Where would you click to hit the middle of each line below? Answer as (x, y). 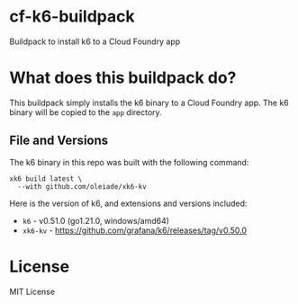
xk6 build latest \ (46, 179)
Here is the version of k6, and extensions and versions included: (128, 203)
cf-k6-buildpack (72, 17)
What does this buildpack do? (123, 78)
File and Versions (59, 141)
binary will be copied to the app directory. (86, 112)
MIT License (32, 291)
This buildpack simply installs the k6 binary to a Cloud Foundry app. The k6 (149, 103)
